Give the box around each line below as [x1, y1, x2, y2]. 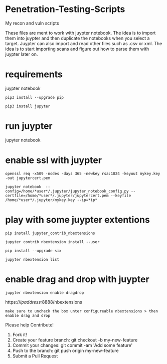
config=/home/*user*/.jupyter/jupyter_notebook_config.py [5, 189, 129, 194]
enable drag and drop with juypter [5, 273, 149, 285]
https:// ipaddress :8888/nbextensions [5, 299, 83, 305]
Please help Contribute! [5, 322, 54, 328]
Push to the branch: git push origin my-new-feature [12, 347, 119, 353]
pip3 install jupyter [5, 104, 51, 109]
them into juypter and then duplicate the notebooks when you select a [5, 35, 150, 41]
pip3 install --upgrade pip [5, 95, 64, 100]
